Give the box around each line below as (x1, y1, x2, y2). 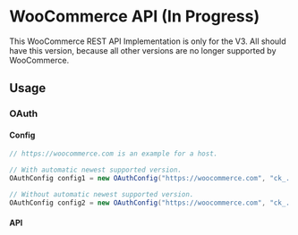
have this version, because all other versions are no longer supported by (9, 45, 277, 55)
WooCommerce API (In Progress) (9, 6, 260, 27)
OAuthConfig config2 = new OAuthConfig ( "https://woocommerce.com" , (9, 198, 267, 207)
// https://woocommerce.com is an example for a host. (9, 149, 218, 158)
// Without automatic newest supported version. (9, 190, 194, 199)
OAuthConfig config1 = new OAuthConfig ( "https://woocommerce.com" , (9, 174, 267, 183)
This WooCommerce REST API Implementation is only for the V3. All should (9, 36, 286, 46)
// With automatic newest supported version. (9, 165, 182, 175)
